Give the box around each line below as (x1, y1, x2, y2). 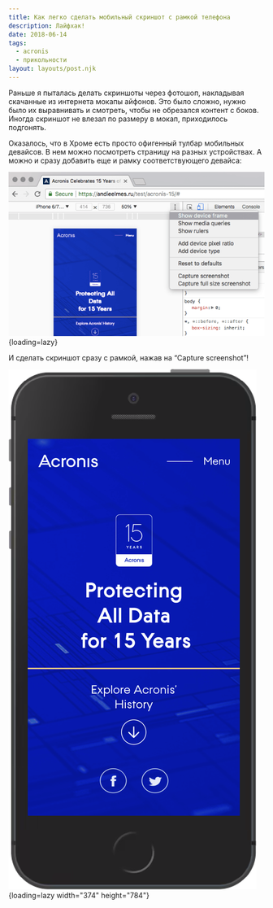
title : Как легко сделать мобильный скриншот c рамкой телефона (8, 13, 231, 21)
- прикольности (15, 56, 67, 64)
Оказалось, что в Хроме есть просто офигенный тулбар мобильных (8, 138, 245, 148)
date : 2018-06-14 (8, 30, 67, 38)
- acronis (15, 47, 49, 56)
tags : (8, 39, 27, 47)
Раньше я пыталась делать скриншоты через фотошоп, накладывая (8, 88, 245, 98)
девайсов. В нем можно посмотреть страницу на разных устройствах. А (8, 146, 262, 156)
